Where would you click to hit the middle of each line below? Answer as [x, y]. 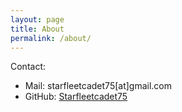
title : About [37, 29]
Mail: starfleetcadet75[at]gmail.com [98, 86]
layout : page [37, 19]
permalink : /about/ [51, 38]
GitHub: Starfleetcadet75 [76, 97]
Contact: [28, 67]
